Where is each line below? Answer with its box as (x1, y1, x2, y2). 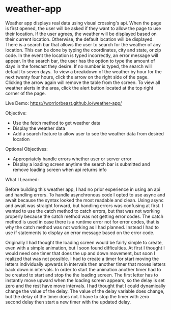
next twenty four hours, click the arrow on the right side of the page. (5, 74, 149, 80)
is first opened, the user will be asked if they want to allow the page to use (5, 25, 161, 31)
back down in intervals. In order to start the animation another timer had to (5, 266, 161, 272)
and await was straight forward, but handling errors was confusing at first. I (5, 202, 163, 209)
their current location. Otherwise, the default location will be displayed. (5, 36, 154, 42)
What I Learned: (5, 176, 39, 182)
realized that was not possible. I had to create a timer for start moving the (5, 256, 159, 262)
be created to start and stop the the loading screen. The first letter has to (5, 272, 158, 278)
